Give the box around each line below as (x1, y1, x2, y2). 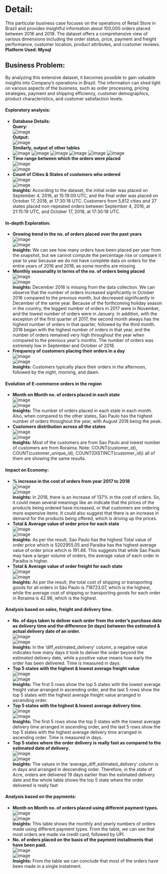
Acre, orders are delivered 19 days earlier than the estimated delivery (12, 771, 155, 777)
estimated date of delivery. (12, 745, 70, 751)
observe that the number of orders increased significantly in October (12, 289, 154, 295)
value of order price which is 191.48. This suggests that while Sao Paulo (12, 547, 160, 553)
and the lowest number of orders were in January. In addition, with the (12, 311, 157, 317)
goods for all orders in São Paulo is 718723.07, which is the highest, (12, 584, 151, 590)
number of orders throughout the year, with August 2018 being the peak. (12, 418, 162, 424)
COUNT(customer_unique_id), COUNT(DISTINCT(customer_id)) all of (12, 450, 155, 456)
